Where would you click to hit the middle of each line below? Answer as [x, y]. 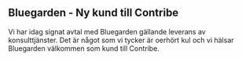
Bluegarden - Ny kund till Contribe [93, 13]
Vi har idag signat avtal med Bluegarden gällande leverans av [107, 31]
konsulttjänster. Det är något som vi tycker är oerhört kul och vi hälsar [121, 40]
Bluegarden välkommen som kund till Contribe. [84, 48]
